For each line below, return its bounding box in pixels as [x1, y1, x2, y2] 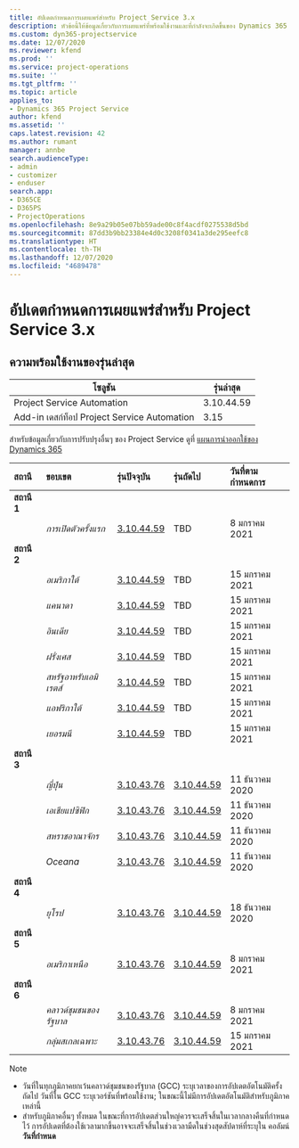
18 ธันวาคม [230, 901, 271, 914]
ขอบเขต [45, 470, 72, 482]
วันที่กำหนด [21, 1130, 56, 1141]
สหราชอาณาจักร [45, 830, 100, 842]
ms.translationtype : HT [9, 237, 98, 246]
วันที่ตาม [230, 464, 258, 477]
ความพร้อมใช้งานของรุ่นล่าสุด [9, 355, 135, 370]
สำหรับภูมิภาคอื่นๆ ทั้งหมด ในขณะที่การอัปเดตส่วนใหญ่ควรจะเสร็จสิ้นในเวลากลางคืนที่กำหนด [21, 1111, 289, 1121]
